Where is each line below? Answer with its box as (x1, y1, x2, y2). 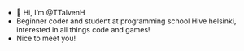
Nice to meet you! (15, 33, 76, 43)
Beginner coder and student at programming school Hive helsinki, (15, 16, 237, 26)
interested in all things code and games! (15, 25, 150, 34)
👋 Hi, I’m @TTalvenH (15, 8, 85, 17)
